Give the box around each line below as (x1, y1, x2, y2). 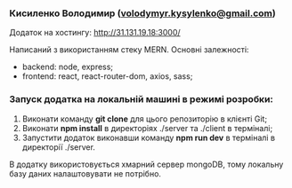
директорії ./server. (21, 141, 96, 153)
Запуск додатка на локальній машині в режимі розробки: (9, 93, 274, 106)
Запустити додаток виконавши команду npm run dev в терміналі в (21, 132, 276, 143)
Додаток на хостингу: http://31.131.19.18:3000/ (9, 27, 181, 38)
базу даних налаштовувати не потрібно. (9, 168, 162, 179)
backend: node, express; (21, 61, 114, 73)
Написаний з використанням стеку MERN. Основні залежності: (9, 44, 249, 55)
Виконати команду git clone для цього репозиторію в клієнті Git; (21, 114, 268, 124)
